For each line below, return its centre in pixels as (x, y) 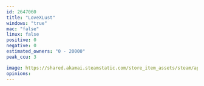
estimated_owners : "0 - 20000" (46, 51)
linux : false (23, 35)
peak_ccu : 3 (21, 57)
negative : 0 (21, 46)
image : (15, 68)
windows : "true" (27, 23)
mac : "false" (23, 29)
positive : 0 (21, 40)
